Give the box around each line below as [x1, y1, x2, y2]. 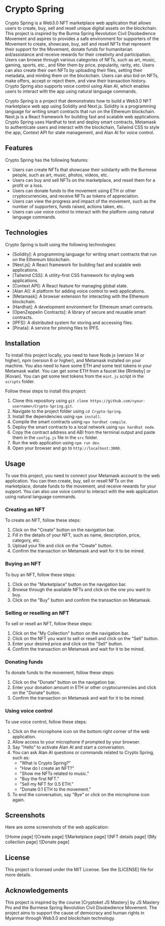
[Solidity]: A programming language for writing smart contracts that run [12, 251, 157, 257]
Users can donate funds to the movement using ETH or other [12, 187, 136, 194]
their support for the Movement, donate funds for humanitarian [5, 46, 133, 52]
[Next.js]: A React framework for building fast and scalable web [12, 262, 141, 268]
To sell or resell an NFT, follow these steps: [5, 621, 93, 627]
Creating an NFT [5, 506, 45, 513]
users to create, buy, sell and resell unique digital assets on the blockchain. [5, 25, 158, 31]
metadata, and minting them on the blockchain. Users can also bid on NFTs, [5, 72, 159, 78]
